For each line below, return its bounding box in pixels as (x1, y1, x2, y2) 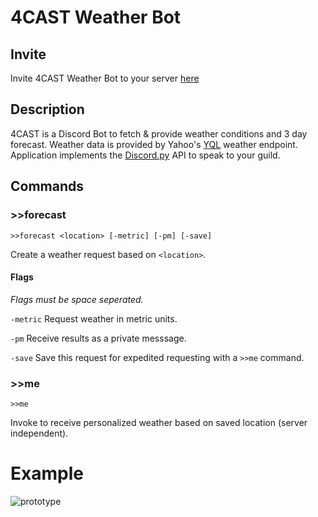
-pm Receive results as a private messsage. (10, 332, 187, 344)
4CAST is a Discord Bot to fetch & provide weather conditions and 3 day (10, 127, 308, 140)
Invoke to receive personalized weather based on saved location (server (10, 417, 308, 428)
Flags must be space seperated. (10, 293, 144, 305)
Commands (10, 178, 85, 195)
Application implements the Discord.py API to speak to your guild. (10, 149, 281, 161)
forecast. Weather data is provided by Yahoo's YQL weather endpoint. (10, 138, 298, 150)
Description (10, 101, 85, 118)
